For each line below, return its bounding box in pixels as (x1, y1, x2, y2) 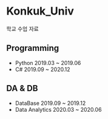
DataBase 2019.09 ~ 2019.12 (15, 99, 86, 107)
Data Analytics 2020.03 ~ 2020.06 (15, 106, 102, 113)
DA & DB (6, 83, 38, 93)
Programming (6, 43, 59, 53)
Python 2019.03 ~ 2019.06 (15, 59, 81, 66)
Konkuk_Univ (6, 4, 75, 18)
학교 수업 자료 (6, 25, 39, 32)
